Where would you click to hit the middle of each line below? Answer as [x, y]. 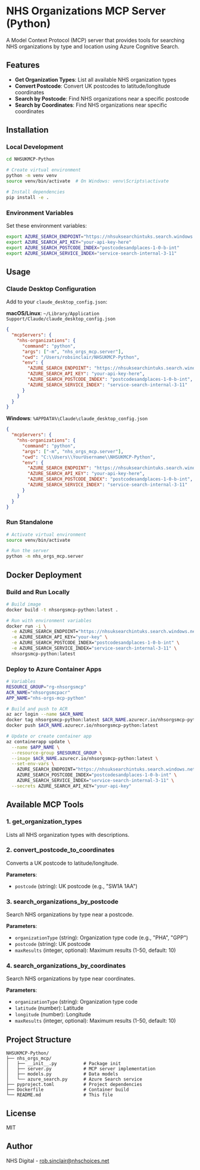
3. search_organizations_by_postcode [62, 901]
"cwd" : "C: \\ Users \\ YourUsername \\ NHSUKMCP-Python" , [89, 457]
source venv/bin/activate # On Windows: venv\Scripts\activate [87, 181]
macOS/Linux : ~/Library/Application [53, 314]
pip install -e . [28, 197]
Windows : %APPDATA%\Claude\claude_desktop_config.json [77, 418]
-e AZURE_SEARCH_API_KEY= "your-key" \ [60, 637]
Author [19, 1146]
